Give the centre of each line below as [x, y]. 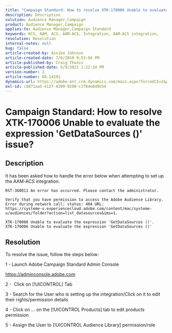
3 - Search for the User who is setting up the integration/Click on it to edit [83, 294]
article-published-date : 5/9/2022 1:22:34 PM [55, 67]
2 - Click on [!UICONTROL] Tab [39, 284]
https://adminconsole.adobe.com [40, 275]
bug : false [17, 48]
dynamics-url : [20, 82]
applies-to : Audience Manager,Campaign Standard [58, 29]
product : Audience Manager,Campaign [44, 24]
